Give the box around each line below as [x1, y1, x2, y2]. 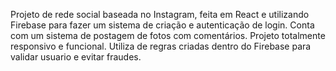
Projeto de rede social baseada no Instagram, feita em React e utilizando [10, 9, 310, 20]
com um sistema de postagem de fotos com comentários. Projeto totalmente [10, 30, 326, 41]
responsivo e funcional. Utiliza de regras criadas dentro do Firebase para [10, 40, 312, 52]
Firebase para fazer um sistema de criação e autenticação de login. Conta [10, 19, 315, 31]
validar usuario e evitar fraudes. [10, 51, 142, 63]
